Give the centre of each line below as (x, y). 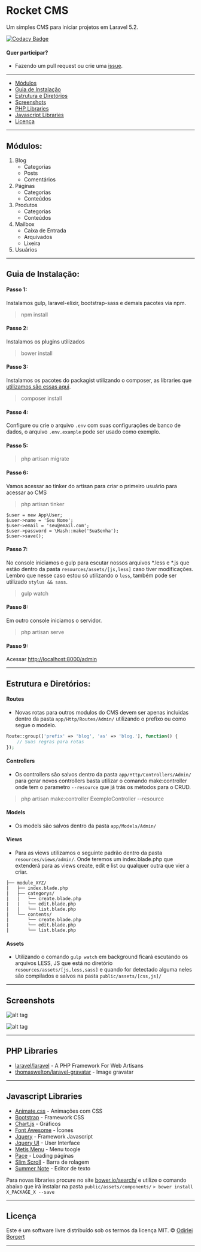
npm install (34, 314)
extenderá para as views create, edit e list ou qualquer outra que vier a (102, 866)
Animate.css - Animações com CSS (59, 1111)
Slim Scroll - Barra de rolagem (52, 1162)
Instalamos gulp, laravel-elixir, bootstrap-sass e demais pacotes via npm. (96, 303)
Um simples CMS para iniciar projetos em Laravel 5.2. (72, 27)
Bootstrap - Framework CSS (50, 1117)
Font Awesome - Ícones (44, 1130)
